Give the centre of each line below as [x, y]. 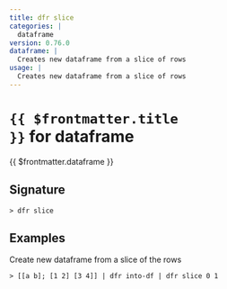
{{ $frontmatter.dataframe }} [61, 161]
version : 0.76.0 [39, 43]
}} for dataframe [72, 136]
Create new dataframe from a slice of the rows [96, 260]
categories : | [36, 26]
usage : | [26, 68]
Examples [37, 238]
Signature [37, 190]
